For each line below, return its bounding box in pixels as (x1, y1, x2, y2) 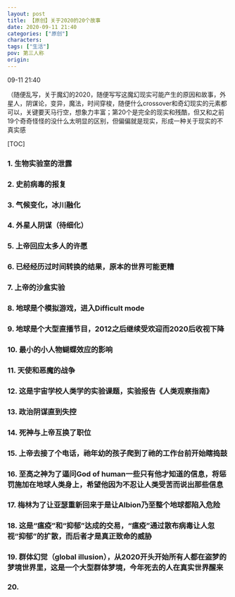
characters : (7, 37, 42, 44)
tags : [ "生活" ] (7, 43, 50, 50)
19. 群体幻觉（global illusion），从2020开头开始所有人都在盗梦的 (7, 552, 227, 562)
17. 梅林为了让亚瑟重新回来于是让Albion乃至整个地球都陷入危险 (7, 500, 220, 510)
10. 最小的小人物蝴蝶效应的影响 (7, 344, 113, 354)
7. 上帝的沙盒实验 (7, 283, 65, 293)
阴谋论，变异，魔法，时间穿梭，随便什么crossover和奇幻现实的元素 (25, 99, 222, 107)
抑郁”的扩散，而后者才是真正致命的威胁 (18, 531, 153, 541)
